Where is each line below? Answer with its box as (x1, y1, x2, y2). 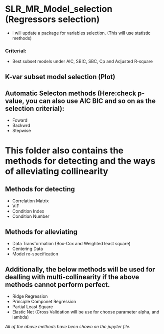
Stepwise (12, 128, 31, 134)
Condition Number (12, 213, 50, 219)
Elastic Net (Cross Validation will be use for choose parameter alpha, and (12, 309, 160, 315)
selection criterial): (5, 104, 65, 113)
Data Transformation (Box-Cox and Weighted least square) (12, 241, 131, 247)
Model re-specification (12, 251, 59, 257)
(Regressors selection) (5, 14, 100, 25)
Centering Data (12, 246, 43, 252)
